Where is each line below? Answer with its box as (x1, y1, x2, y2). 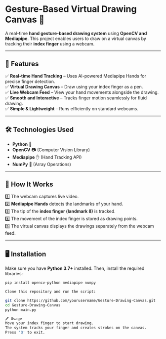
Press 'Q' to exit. (5, 330, 45, 335)
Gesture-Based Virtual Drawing (5, 3, 137, 15)
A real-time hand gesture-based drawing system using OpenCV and (5, 30, 147, 36)
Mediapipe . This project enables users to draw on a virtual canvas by (5, 36, 147, 42)
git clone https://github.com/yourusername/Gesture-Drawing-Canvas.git (5, 298, 156, 303)
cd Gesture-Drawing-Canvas (5, 302, 61, 307)
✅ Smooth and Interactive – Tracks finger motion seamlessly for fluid (5, 95, 147, 101)
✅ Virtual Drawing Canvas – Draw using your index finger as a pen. (5, 84, 143, 89)
